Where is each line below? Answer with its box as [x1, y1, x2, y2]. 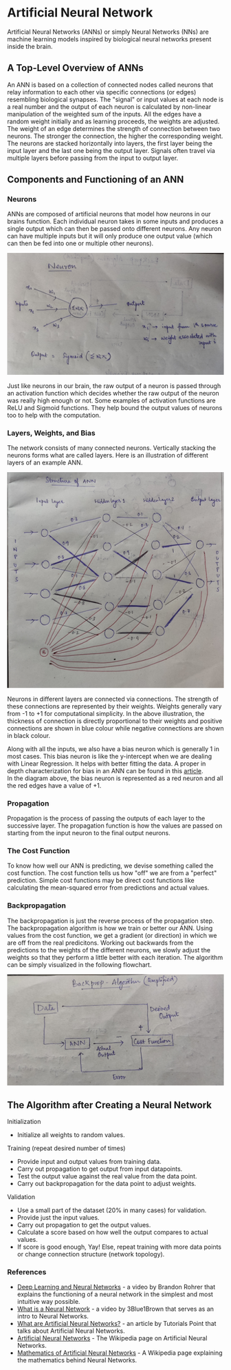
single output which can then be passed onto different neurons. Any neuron [7, 225, 221, 233]
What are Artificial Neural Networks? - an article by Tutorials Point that [16, 1320, 217, 1328]
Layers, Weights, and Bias [7, 428, 96, 438]
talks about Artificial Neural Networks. [16, 1327, 125, 1335]
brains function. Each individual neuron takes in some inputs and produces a [7, 217, 224, 225]
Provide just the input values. [16, 1214, 100, 1222]
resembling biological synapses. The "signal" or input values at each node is [7, 95, 224, 103]
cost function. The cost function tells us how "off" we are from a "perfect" [7, 869, 217, 877]
